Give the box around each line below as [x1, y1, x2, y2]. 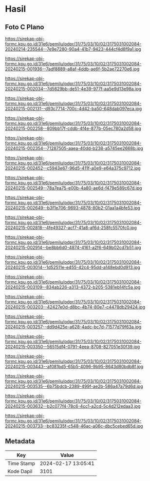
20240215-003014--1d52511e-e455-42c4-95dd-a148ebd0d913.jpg [5, 265, 140, 270]
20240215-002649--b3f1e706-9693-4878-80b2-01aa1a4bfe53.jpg [5, 205, 140, 210]
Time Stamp [7, 460, 36, 467]
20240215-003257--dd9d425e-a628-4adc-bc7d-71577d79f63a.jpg [5, 324, 142, 330]
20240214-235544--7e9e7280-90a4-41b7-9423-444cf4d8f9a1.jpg [5, 46, 141, 52]
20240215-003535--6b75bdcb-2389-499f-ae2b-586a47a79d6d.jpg [5, 383, 143, 389]
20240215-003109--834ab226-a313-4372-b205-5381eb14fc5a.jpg [5, 284, 141, 290]
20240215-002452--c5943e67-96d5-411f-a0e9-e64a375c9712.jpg [5, 165, 141, 171]
